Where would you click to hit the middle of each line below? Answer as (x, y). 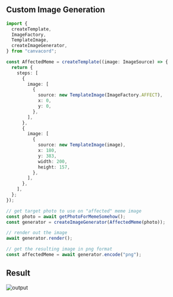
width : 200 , (52, 161)
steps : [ (28, 73)
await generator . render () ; (39, 238)
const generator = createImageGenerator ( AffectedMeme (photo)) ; (86, 222)
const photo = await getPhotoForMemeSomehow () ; (66, 217)
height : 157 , (54, 167)
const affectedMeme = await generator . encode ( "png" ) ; (74, 255)
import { (17, 23)
